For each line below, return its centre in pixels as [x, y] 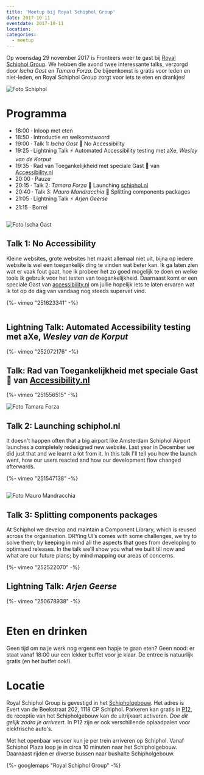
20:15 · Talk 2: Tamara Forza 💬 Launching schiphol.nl [82, 185]
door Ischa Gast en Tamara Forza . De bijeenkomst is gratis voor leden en [98, 71]
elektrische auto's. [30, 729]
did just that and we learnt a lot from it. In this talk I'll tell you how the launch [102, 454]
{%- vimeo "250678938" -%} [43, 601]
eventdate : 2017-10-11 [35, 23]
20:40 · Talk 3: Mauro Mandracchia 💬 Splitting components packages [103, 191]
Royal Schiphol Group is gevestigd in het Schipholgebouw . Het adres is [95, 702]
